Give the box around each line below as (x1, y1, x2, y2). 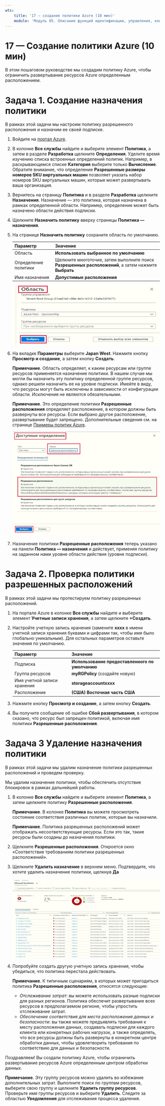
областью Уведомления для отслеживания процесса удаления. (5, 1096, 140, 1102)
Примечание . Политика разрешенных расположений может (12, 823, 140, 830)
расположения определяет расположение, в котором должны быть (12, 406, 156, 412)
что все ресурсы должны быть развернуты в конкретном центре (19, 1035, 157, 1040)
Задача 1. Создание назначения (5, 95, 143, 106)
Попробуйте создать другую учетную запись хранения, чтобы (12, 963, 144, 969)
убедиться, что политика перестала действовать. (12, 969, 117, 974)
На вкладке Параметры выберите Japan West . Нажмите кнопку (12, 350, 148, 356)
